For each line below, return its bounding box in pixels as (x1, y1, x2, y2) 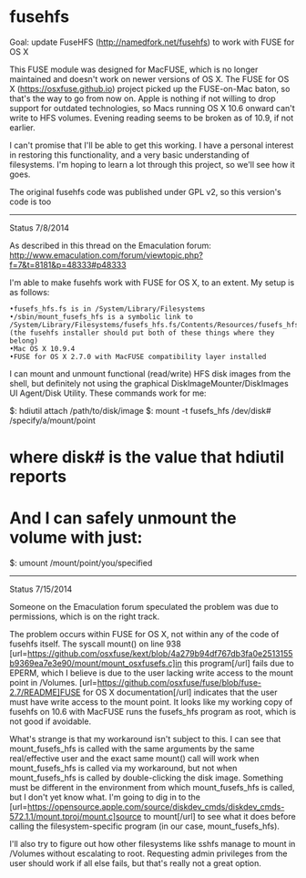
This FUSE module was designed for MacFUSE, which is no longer (9, 64, 259, 75)
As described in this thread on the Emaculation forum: (9, 240, 212, 251)
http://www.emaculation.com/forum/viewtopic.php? (9, 249, 203, 261)
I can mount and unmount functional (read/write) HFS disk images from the (9, 367, 291, 379)
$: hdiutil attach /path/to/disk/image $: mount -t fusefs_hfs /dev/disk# (9, 405, 271, 416)
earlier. (9, 121, 36, 133)
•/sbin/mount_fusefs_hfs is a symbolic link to (9, 312, 194, 321)
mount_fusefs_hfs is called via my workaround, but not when (9, 763, 238, 774)
